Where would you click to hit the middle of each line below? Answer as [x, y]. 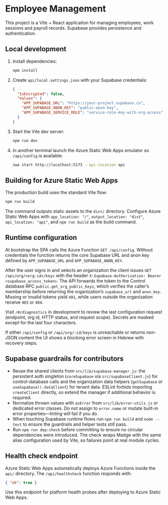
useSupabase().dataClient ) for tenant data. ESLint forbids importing [82, 387]
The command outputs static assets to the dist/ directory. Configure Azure [83, 211]
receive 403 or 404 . [24, 302]
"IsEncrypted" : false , [41, 94]
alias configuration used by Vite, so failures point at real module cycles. [86, 440]
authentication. [21, 33]
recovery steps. [21, 343]
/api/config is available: [38, 156]
